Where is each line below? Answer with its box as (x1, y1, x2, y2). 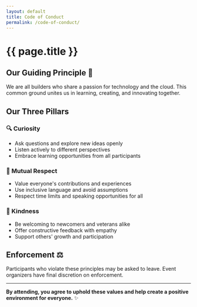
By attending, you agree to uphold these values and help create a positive (6, 288, 189, 295)
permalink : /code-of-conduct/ (6, 19, 80, 25)
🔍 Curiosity (6, 124, 40, 132)
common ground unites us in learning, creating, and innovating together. (6, 89, 181, 96)
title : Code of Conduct (6, 14, 64, 20)
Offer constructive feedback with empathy (14, 226, 117, 234)
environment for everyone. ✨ (6, 295, 79, 302)
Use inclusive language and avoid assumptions (14, 187, 128, 194)
